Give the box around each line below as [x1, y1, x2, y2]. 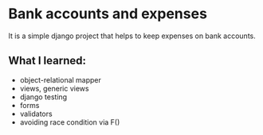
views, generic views [19, 83, 89, 93]
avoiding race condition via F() [19, 117, 120, 127]
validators [19, 109, 53, 118]
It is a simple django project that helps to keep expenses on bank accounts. [8, 31, 257, 40]
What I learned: [8, 54, 86, 67]
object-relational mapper [19, 75, 102, 84]
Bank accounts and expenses [8, 5, 207, 23]
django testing [19, 92, 68, 102]
